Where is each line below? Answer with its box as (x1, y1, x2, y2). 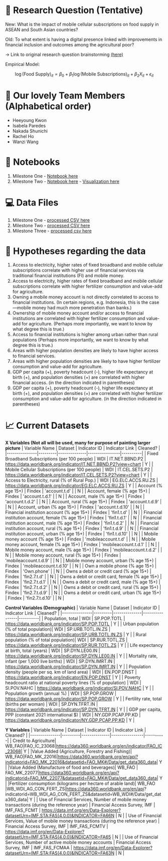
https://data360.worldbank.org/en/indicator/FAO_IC (56, 743, 162, 749)
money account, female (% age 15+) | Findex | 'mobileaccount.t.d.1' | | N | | (5, 542, 159, 548)
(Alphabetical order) (5, 100, 91, 112)
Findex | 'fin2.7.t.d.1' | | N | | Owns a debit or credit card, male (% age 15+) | (5, 579, 160, 585)
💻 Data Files (5, 196, 59, 208)
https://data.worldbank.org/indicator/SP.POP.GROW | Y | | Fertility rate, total (5, 696, 162, 702)
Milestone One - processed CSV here (12, 217, 90, 223)
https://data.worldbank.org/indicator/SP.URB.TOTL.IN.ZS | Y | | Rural (5, 632, 147, 638)
